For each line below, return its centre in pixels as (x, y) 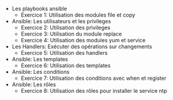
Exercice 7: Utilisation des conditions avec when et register (93, 78)
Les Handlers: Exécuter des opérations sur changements (82, 46)
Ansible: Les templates (40, 59)
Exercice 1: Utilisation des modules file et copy (78, 15)
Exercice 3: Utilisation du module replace (71, 34)
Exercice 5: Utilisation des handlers (64, 53)
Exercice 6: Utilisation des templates (66, 65)
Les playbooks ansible (40, 9)
